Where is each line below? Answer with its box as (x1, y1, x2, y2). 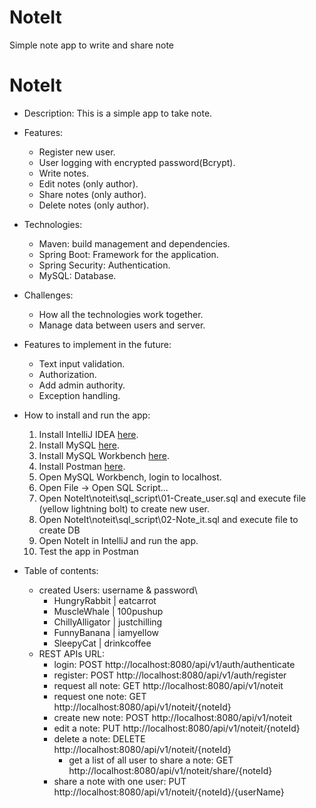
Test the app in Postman (38, 545, 139, 557)
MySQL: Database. (38, 269, 117, 281)
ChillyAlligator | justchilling (53, 616, 163, 628)
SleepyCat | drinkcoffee (53, 637, 152, 649)
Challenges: (23, 289, 74, 301)
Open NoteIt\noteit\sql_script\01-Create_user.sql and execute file (38, 492, 307, 504)
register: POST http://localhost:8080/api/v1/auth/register (53, 669, 287, 681)
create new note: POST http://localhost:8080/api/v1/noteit (53, 711, 293, 723)
